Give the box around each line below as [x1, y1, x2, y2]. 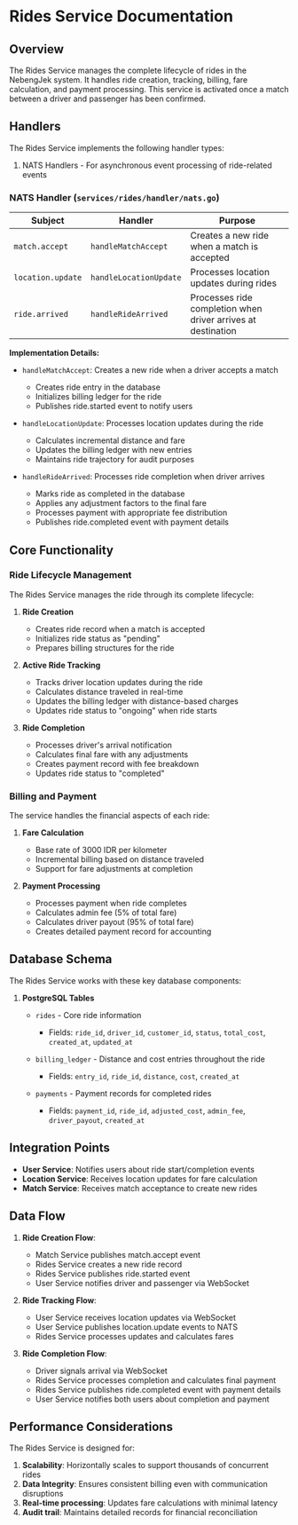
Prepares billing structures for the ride [35, 642, 175, 653]
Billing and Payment [9, 790, 98, 802]
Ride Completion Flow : [21, 1347, 107, 1359]
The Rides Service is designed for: [9, 1442, 136, 1453]
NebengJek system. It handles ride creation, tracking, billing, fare [9, 75, 248, 85]
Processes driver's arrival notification [35, 739, 173, 750]
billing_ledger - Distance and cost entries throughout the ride [35, 1054, 266, 1064]
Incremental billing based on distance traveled [35, 854, 205, 865]
